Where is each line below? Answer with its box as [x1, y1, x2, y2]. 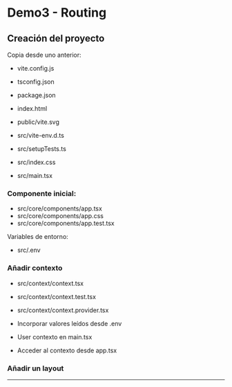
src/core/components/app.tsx [17, 204, 102, 213]
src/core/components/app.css [17, 212, 104, 220]
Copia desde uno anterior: [7, 51, 81, 59]
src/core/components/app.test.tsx [17, 219, 115, 228]
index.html [17, 105, 48, 112]
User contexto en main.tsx [17, 332, 93, 341]
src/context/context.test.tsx [17, 292, 97, 300]
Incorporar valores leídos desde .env [17, 319, 122, 327]
